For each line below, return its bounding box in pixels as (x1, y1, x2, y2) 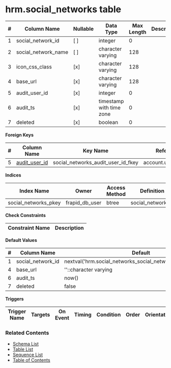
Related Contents (5, 329, 49, 336)
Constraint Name (8, 224, 50, 231)
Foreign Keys (5, 132, 34, 138)
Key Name (83, 147, 108, 154)
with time (98, 104, 121, 111)
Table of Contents (12, 357, 50, 363)
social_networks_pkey (8, 199, 61, 206)
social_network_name (16, 48, 69, 56)
